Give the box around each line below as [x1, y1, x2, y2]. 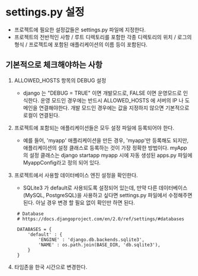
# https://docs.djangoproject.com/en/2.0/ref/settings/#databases [17, 216, 184, 222]
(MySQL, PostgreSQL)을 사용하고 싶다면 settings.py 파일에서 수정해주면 [23, 191, 193, 198]
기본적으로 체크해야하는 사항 [5, 60, 103, 70]
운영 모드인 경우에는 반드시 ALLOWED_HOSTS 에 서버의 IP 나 [40, 97, 184, 104]
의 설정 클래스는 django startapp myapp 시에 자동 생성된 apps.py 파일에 [23, 152, 193, 159]
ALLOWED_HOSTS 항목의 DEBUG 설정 [14, 76, 107, 84]
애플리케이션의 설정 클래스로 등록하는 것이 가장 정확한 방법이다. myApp [23, 144, 187, 151]
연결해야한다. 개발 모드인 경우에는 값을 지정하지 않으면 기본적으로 [39, 104, 190, 111]
